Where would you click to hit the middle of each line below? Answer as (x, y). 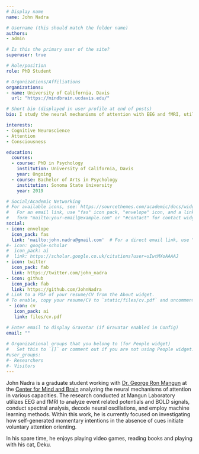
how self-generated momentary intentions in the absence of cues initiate (95, 420)
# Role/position (26, 66)
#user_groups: (24, 355)
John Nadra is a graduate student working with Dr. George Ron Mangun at (97, 382)
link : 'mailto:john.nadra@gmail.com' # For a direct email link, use (100, 240)
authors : (17, 33)
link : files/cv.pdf (38, 317)
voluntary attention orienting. (41, 427)
